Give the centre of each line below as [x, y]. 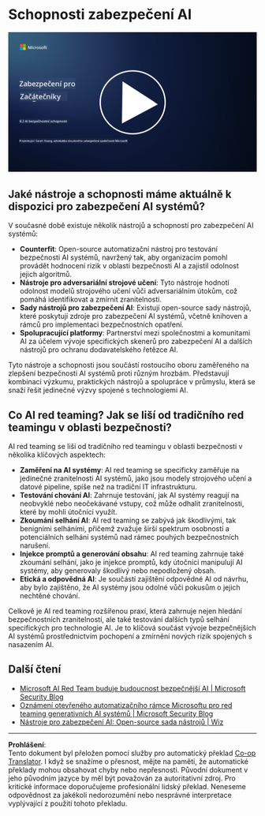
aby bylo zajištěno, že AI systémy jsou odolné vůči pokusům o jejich [130, 588]
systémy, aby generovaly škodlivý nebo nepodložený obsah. [118, 571]
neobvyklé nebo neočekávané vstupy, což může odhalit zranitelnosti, [132, 503]
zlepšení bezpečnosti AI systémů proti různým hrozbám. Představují [119, 373]
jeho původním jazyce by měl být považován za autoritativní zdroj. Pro [122, 778]
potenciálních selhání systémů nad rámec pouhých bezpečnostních [129, 537]
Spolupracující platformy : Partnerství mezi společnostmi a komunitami [135, 333]
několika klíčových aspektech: [57, 455]
